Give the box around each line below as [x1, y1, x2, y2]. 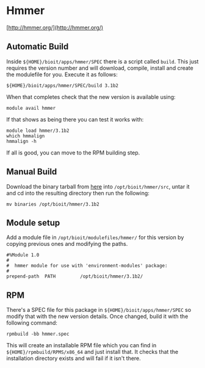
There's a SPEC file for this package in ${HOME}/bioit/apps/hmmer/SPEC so [6, 306, 192, 314]
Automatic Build [6, 41, 69, 52]
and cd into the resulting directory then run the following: [6, 189, 149, 197]
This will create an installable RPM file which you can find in [6, 342, 157, 349]
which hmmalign [6, 132, 45, 139]
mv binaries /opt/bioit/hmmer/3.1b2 [6, 201, 99, 207]
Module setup [6, 217, 60, 228]
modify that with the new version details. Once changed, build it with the [6, 312, 189, 320]
